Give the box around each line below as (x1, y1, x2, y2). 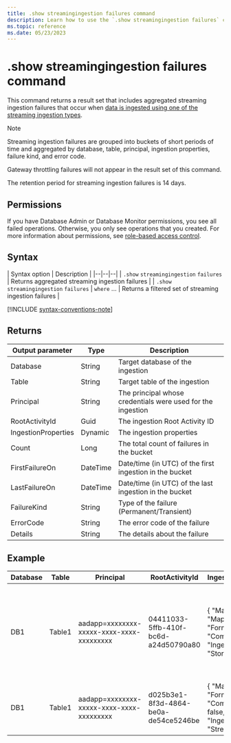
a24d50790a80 (148, 640, 201, 650)
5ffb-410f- (148, 623, 187, 633)
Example (7, 552, 45, 564)
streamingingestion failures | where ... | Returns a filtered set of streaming (7, 284, 219, 292)
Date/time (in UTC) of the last (118, 478, 213, 488)
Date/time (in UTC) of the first (118, 458, 214, 468)
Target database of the (118, 357, 192, 367)
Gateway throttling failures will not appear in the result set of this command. (7, 166, 222, 174)
